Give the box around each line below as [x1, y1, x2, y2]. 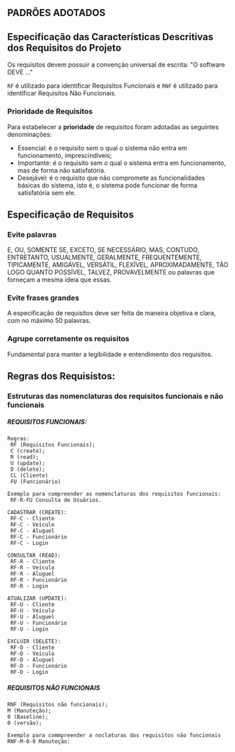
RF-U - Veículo [10, 607, 55, 614]
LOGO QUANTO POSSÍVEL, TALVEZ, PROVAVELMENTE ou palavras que [7, 268, 215, 277]
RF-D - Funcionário [10, 663, 68, 670]
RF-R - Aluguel [10, 570, 55, 578]
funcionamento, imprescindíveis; [17, 151, 112, 159]
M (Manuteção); [7, 707, 52, 715]
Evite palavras [7, 230, 58, 239]
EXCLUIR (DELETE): [7, 638, 61, 645]
